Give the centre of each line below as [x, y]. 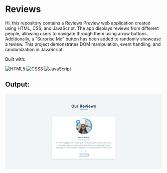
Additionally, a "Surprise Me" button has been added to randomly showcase [83, 39]
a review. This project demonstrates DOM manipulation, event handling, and [83, 44]
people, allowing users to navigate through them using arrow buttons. [77, 33]
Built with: [15, 59]
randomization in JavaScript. [35, 49]
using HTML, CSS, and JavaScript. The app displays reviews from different [82, 28]
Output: [17, 85]
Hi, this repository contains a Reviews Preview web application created [78, 23]
